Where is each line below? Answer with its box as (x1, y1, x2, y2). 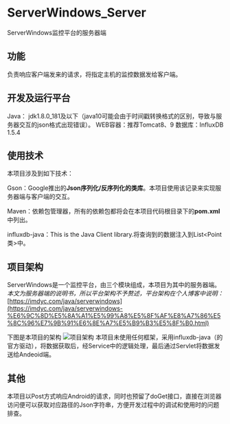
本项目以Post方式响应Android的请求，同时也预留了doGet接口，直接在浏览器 (7, 392, 222, 400)
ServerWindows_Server (7, 5, 146, 21)
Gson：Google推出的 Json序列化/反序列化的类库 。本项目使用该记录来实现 (7, 184, 216, 192)
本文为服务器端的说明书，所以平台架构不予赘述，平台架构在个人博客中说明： (7, 289, 224, 297)
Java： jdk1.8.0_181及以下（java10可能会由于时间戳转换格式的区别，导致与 (7, 112, 216, 120)
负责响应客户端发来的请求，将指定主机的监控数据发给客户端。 (7, 70, 182, 78)
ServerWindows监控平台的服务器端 (7, 28, 106, 36)
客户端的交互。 (30, 193, 73, 201)
